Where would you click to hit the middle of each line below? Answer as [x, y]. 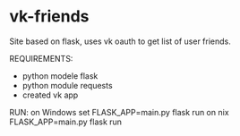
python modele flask [60, 76]
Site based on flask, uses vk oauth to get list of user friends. [120, 41]
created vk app [50, 95]
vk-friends [49, 17]
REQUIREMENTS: [41, 58]
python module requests [68, 85]
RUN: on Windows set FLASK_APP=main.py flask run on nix [120, 112]
